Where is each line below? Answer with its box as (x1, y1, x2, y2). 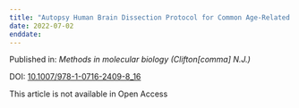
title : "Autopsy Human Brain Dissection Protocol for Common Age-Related (9, 12, 291, 22)
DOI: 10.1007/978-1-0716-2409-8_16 (9, 71, 141, 82)
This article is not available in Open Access (9, 88, 168, 99)
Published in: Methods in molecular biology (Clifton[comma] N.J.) (9, 54, 251, 65)
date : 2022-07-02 (9, 21, 74, 30)
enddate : (9, 29, 42, 38)
